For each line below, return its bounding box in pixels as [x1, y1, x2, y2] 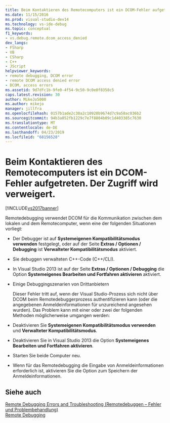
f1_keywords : [5, 31, 33, 36]
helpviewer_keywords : [5, 69, 51, 74]
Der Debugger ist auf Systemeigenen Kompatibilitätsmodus [12, 236, 140, 242]
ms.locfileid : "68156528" [5, 135, 60, 140]
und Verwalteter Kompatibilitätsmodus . [12, 327, 98, 334]
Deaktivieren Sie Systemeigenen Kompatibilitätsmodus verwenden [12, 322, 156, 328]
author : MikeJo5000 [5, 97, 47, 102]
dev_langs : [5, 40, 28, 46]
